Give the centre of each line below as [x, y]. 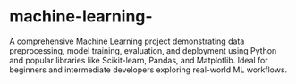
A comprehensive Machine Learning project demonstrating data [127, 41]
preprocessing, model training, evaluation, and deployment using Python [143, 50]
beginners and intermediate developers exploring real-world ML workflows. [148, 70]
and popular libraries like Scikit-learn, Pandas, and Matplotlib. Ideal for [139, 60]
